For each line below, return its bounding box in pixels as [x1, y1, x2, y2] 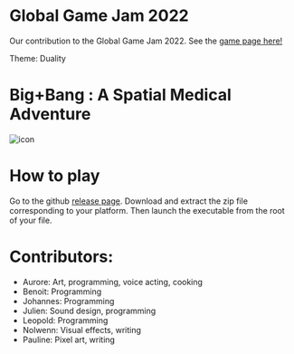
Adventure [9, 104, 91, 125]
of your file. [9, 215, 52, 225]
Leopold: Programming [22, 314, 109, 326]
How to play [9, 166, 100, 187]
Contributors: [9, 246, 114, 267]
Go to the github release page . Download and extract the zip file [9, 196, 249, 206]
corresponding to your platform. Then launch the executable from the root [9, 205, 285, 215]
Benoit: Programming [22, 286, 102, 297]
